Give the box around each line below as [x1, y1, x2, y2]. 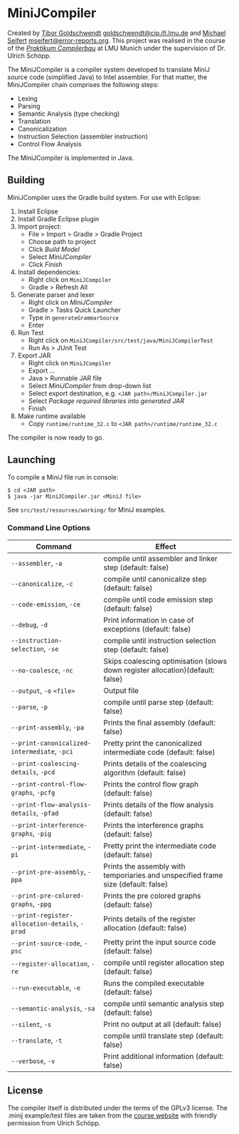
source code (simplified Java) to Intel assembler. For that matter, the [7, 73, 208, 81]
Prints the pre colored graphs [103, 891, 201, 901]
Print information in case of [103, 615, 194, 625]
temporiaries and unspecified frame [103, 870, 223, 880]
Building [7, 174, 45, 186]
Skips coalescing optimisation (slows [103, 656, 228, 666]
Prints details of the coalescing [103, 759, 207, 769]
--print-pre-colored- [11, 891, 84, 900]
